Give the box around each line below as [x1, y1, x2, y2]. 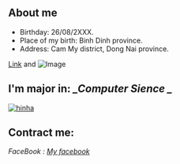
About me [8, 6, 58, 20]
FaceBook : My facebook [8, 147, 90, 156]
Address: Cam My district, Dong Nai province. [19, 43, 170, 54]
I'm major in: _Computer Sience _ [8, 82, 173, 95]
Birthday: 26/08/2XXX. [19, 27, 94, 36]
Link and [8, 59, 36, 69]
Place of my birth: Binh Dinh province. [19, 35, 144, 45]
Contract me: [8, 126, 75, 140]
